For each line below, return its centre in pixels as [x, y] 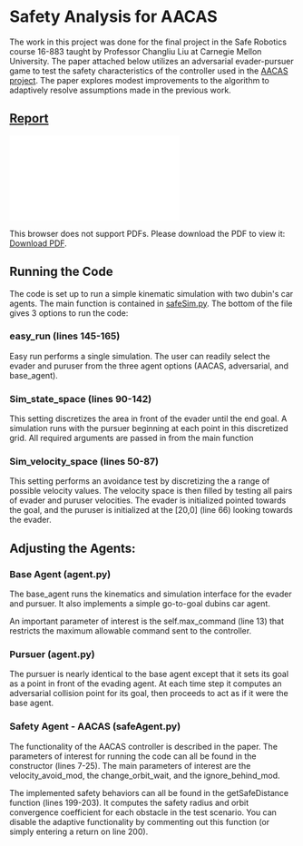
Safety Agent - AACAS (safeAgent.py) [95, 726]
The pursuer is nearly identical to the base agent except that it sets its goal [149, 674]
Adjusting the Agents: [73, 548]
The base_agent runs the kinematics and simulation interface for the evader [151, 594]
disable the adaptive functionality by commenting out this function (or [140, 821]
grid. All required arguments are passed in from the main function [132, 438]
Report [29, 118]
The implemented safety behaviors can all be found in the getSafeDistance [149, 792]
